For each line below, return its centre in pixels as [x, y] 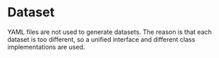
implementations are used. [46, 47]
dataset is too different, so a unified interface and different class [101, 39]
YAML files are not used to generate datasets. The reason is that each [109, 32]
